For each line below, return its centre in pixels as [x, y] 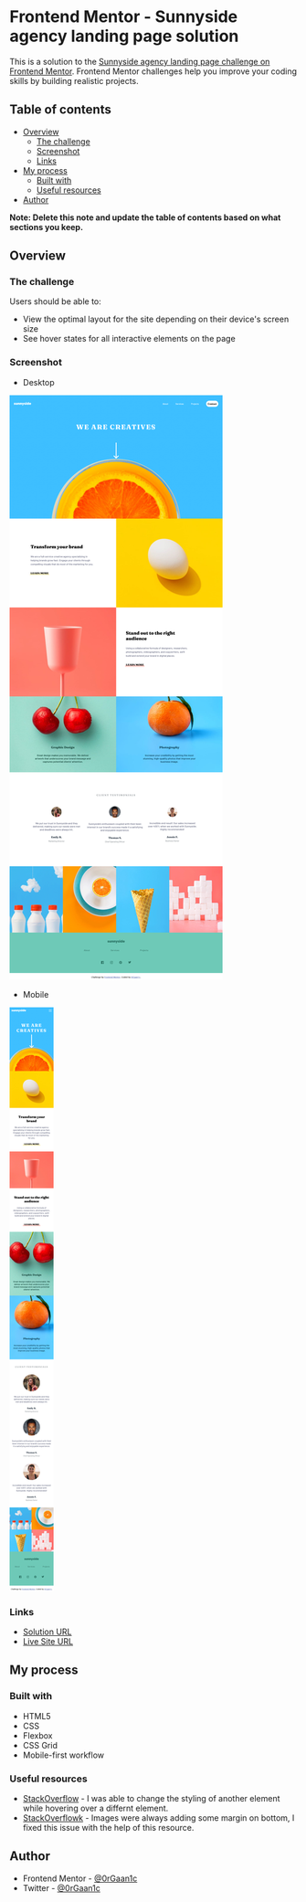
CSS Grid [40, 1745]
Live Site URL [48, 1642]
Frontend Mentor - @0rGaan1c [80, 1878]
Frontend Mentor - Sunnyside [124, 17]
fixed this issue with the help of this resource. [108, 1828]
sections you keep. [47, 227]
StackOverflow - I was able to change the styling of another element [151, 1799]
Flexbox [37, 1735]
